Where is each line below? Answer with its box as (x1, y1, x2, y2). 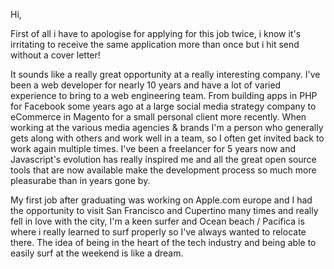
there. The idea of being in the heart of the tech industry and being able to (10, 237, 317, 248)
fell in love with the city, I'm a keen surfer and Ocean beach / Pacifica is (10, 215, 305, 227)
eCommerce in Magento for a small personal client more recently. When (10, 111, 307, 123)
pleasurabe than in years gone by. (10, 175, 151, 186)
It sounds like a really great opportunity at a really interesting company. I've (10, 69, 321, 80)
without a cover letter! (10, 49, 101, 61)
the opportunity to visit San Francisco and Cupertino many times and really (10, 205, 319, 216)
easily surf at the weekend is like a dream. (10, 247, 184, 259)
